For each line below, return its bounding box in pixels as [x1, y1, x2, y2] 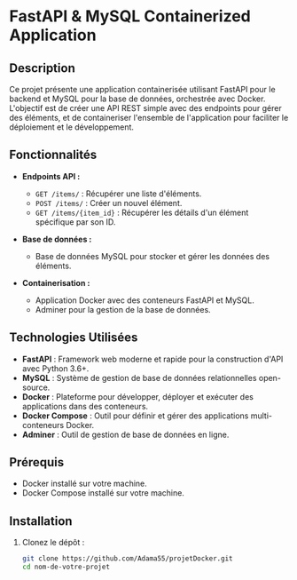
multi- [250, 410, 273, 421]
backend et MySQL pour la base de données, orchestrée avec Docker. [9, 93, 266, 104]
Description [9, 60, 75, 75]
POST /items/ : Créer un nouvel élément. [35, 197, 183, 208]
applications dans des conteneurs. [21, 401, 149, 411]
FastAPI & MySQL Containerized [9, 6, 251, 27]
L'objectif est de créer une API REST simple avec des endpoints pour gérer [9, 103, 282, 113]
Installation [9, 513, 73, 528]
